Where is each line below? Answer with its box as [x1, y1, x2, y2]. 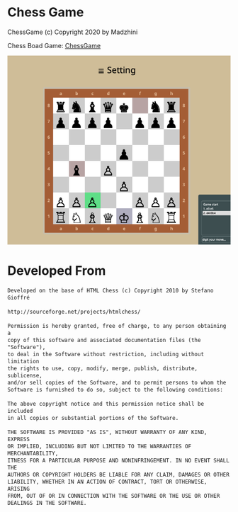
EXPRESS [7, 436, 30, 443]
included [7, 407, 33, 414]
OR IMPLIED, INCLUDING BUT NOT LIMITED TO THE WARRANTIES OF [7, 443, 192, 450]
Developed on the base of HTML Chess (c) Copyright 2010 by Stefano [7, 287, 214, 294]
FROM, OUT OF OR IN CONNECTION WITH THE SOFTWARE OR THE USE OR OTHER [7, 492, 220, 499]
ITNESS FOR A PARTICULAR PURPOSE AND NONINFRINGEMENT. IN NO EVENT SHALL [7, 457, 230, 464]
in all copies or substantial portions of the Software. [7, 414, 179, 421]
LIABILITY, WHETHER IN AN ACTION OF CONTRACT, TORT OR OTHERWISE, [7, 478, 208, 485]
